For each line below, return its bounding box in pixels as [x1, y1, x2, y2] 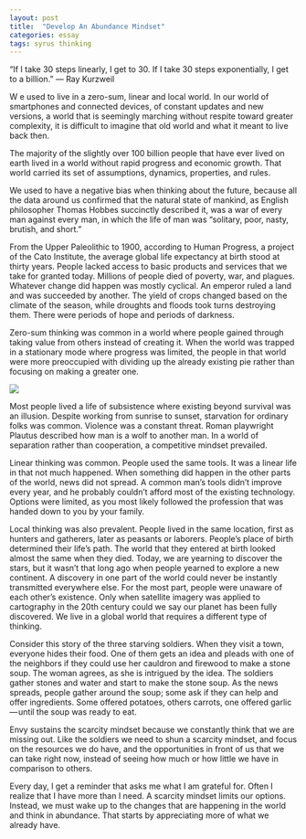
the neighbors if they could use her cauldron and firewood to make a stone [9, 658, 290, 669]
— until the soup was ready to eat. [9, 706, 137, 717]
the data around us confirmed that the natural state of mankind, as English [9, 195, 290, 206]
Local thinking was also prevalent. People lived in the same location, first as [9, 524, 294, 535]
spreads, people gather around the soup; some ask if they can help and [9, 687, 279, 698]
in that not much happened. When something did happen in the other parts [9, 467, 291, 478]
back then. [9, 130, 50, 142]
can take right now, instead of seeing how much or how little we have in [9, 753, 279, 764]
